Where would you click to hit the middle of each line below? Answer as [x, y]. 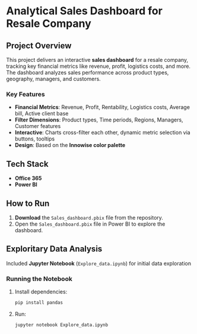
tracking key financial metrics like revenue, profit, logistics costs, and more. [99, 66]
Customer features [38, 126]
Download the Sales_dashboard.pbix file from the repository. [89, 217]
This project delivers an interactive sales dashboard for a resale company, [97, 60]
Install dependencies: [41, 292]
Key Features [26, 94]
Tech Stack [27, 164]
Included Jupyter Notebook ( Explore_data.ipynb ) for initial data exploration [99, 263]
